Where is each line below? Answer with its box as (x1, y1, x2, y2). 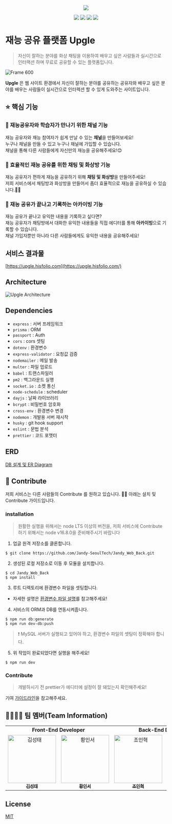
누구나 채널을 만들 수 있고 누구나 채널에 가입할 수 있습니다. (5, 141, 121, 147)
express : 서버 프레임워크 (12, 321, 63, 327)
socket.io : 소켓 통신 (12, 383, 55, 389)
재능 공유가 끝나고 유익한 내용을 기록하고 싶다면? (5, 213, 102, 220)
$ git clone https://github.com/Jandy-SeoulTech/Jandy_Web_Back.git (5, 551, 155, 556)
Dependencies (5, 306, 53, 315)
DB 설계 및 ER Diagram (5, 462, 53, 468)
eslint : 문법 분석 (12, 426, 49, 432)
